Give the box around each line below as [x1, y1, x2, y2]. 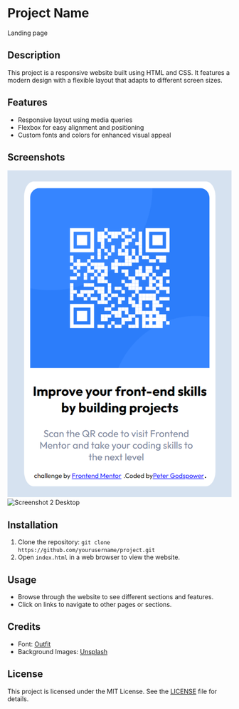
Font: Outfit [17, 640, 51, 648]
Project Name [7, 5, 90, 21]
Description [7, 49, 60, 61]
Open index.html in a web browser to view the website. [17, 553, 180, 561]
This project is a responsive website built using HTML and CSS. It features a [7, 68, 230, 76]
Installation [7, 519, 58, 531]
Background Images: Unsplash [17, 647, 108, 656]
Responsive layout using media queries [17, 116, 133, 124]
